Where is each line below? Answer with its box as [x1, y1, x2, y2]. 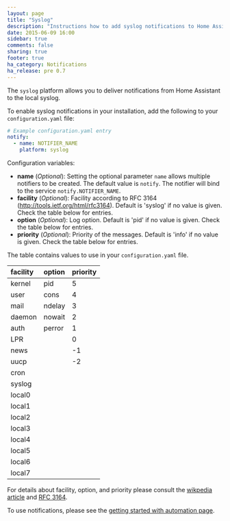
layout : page [7, 10, 44, 17]
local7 [10, 468, 31, 477]
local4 [10, 435, 31, 444]
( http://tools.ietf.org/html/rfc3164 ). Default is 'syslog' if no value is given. [16, 202, 222, 209]
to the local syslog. [7, 93, 60, 101]
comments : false [7, 42, 53, 49]
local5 [10, 446, 31, 455]
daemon [10, 313, 38, 322]
